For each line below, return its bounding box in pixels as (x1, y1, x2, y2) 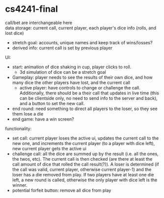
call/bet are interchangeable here (5, 20, 73, 26)
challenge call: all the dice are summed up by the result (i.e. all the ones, (12, 151, 159, 157)
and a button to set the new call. (19, 100, 85, 106)
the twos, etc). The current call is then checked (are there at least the (12, 156, 153, 162)
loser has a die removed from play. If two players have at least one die (12, 171, 154, 177)
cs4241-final (5, 3, 58, 15)
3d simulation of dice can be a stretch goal (19, 69, 107, 75)
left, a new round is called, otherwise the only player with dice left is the (12, 177, 158, 183)
